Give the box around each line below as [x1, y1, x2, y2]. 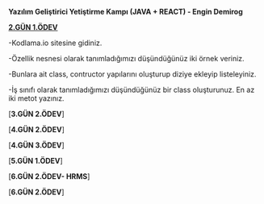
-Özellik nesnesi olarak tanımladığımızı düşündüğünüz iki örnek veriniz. [8, 54, 245, 63]
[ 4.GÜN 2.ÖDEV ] [8, 125, 65, 134]
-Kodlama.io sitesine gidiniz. [8, 38, 103, 48]
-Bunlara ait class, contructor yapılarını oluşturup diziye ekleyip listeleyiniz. [8, 69, 257, 79]
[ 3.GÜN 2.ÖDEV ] [8, 109, 65, 119]
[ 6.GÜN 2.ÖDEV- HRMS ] [8, 172, 90, 181]
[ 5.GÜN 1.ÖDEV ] [8, 156, 63, 165]
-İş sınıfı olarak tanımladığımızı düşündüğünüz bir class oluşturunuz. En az [8, 85, 255, 94]
